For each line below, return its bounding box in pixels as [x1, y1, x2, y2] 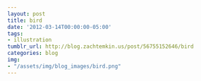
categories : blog [7, 50, 59, 57]
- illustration [7, 37, 52, 44]
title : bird [7, 17, 42, 24]
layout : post [7, 10, 46, 18]
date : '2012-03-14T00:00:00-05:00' [7, 23, 112, 30]
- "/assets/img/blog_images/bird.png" [7, 63, 121, 70]
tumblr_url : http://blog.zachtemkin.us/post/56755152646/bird [7, 43, 194, 50]
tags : [7, 30, 23, 37]
